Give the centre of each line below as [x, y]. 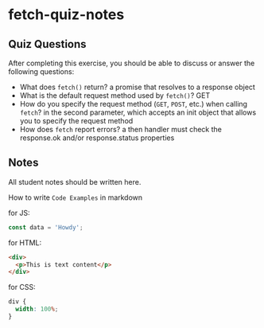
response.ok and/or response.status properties [97, 138]
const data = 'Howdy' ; [46, 227]
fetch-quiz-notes [66, 15]
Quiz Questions [47, 44]
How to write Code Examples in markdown [76, 197]
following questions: [41, 72]
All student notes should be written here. [75, 182]
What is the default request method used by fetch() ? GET [115, 96]
